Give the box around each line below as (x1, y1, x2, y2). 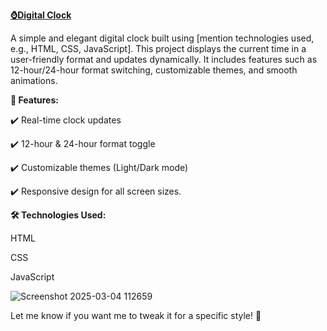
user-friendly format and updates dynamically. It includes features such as (10, 54, 318, 65)
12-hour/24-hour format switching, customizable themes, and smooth (10, 64, 298, 76)
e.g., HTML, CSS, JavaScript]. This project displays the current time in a (10, 43, 307, 54)
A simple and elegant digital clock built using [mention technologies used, (10, 32, 315, 44)
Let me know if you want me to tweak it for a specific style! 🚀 (10, 310, 262, 321)
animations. (10, 75, 58, 86)
